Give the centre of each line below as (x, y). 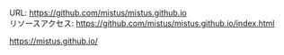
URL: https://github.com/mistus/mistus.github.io (98, 13)
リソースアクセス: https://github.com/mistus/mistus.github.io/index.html (142, 23)
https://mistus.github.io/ (54, 41)
